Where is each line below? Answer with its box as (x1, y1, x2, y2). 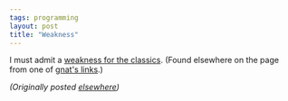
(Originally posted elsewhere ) (9, 82, 120, 93)
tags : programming (9, 13, 79, 23)
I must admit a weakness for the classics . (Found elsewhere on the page (9, 55, 279, 66)
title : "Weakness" (9, 30, 79, 39)
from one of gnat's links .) (9, 64, 104, 75)
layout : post (9, 22, 59, 31)
